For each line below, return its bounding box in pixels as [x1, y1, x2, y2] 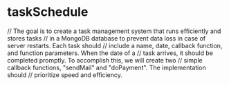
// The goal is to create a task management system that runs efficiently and [7, 27, 221, 35]
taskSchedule [7, 4, 89, 20]
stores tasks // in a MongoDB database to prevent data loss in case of [7, 34, 206, 42]
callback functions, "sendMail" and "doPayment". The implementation [7, 63, 206, 72]
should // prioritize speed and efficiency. [7, 70, 123, 79]
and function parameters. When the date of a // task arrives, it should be [7, 49, 213, 57]
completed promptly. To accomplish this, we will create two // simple [7, 56, 203, 64]
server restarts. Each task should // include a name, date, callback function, [7, 41, 223, 50]
